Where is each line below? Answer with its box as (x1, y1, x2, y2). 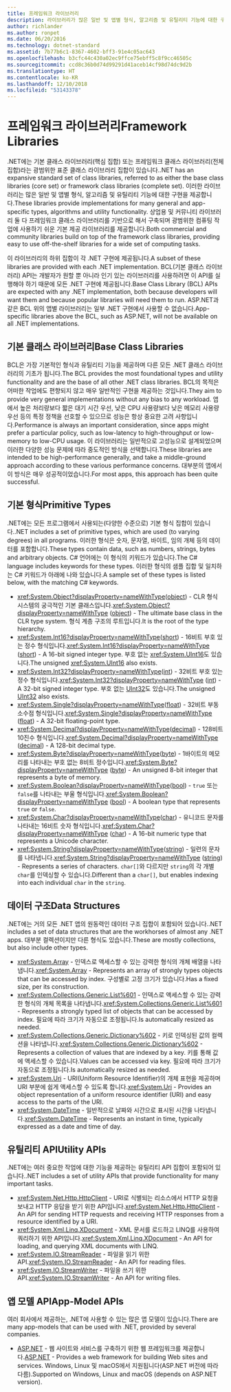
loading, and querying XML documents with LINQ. (16, 1242, 159, 1250)
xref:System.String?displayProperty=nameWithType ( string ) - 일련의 (16, 844, 208, 853)
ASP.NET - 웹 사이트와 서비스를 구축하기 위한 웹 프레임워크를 (16, 1345, 181, 1353)
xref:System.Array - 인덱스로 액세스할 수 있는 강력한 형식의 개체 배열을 (16, 957, 209, 965)
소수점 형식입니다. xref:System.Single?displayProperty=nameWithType (16, 709, 212, 717)
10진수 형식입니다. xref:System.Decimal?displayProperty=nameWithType (16, 734, 219, 742)
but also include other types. (7, 943, 88, 952)
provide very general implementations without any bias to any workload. (7, 395, 212, 403)
